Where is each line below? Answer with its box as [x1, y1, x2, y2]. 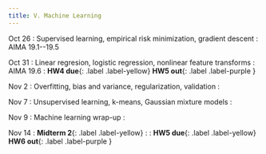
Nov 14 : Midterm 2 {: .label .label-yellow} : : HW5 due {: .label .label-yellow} [8, 128, 257, 137]
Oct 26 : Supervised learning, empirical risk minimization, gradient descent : [8, 34, 258, 43]
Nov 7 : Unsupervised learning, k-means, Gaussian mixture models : [8, 97, 232, 106]
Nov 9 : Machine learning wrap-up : [8, 113, 125, 122]
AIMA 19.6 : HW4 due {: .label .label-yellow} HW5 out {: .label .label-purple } [8, 65, 256, 76]
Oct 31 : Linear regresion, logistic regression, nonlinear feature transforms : [8, 57, 256, 67]
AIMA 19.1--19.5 [8, 41, 60, 52]
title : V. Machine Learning [8, 11, 102, 20]
